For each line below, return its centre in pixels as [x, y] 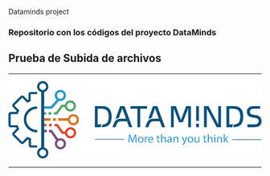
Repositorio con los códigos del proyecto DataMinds [112, 32]
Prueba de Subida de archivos [85, 58]
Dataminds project [39, 12]
